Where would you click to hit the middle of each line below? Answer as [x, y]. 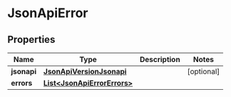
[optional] [204, 71]
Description [160, 60]
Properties [31, 40]
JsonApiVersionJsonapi [85, 71]
